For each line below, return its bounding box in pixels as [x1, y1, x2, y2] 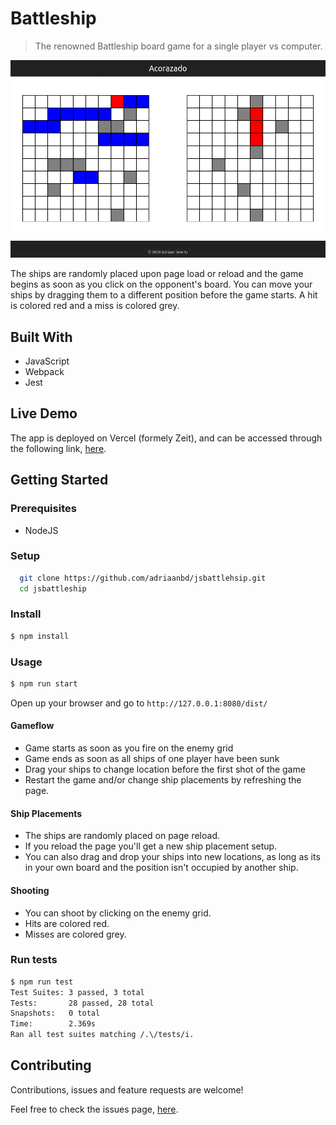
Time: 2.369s [10, 1019, 97, 1029]
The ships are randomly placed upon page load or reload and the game [10, 268, 304, 280]
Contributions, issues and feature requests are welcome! [10, 1083, 244, 1096]
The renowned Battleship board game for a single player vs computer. [34, 40, 323, 52]
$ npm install [10, 631, 70, 641]
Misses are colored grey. [24, 928, 127, 940]
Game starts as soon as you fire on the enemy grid [24, 742, 234, 754]
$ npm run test [10, 977, 74, 987]
